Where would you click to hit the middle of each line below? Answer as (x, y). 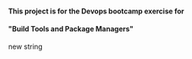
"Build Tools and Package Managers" (71, 29)
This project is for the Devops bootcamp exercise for (96, 11)
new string (26, 46)
